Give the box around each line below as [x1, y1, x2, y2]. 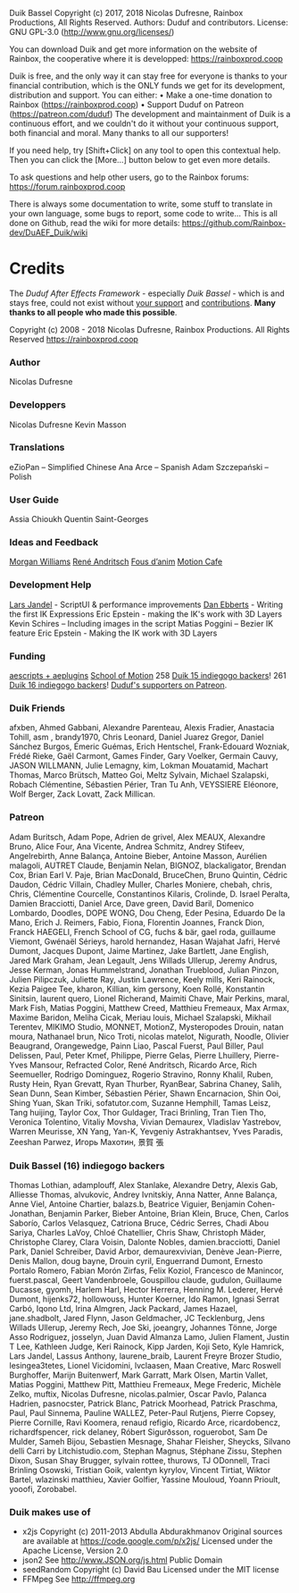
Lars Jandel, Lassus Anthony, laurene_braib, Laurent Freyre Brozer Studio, [9, 1350, 283, 1361]
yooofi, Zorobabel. [9, 1483, 78, 1494]
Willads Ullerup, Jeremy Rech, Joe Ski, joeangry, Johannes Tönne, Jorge [9, 1322, 278, 1333]
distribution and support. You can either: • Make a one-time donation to [9, 89, 272, 100]
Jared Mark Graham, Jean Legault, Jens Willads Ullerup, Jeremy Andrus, [9, 955, 278, 965]
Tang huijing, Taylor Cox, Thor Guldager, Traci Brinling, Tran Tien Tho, [9, 1107, 266, 1117]
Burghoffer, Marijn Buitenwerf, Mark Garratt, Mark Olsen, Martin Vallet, [9, 1370, 269, 1380]
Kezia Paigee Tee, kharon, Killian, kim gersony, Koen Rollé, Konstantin [9, 983, 265, 994]
